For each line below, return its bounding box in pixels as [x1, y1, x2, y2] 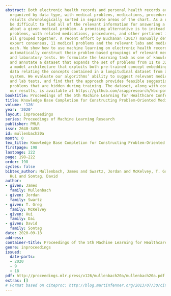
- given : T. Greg [5, 202, 42, 207]
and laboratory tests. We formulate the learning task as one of [10, 55, 152, 60]
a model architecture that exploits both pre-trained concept [10, 64, 145, 69]
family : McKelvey [10, 207, 47, 212]
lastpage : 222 [5, 150, 36, 155]
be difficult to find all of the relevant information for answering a [10, 21, 165, 27]
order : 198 [5, 159, 28, 164]
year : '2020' [5, 107, 33, 112]
